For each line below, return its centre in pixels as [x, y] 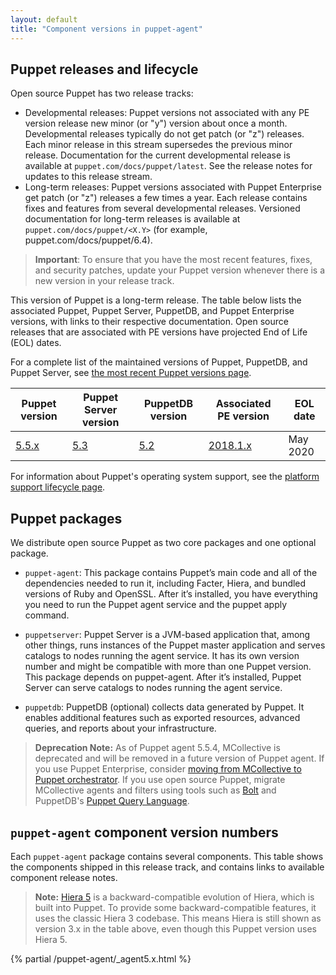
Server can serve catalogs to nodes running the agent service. [153, 688]
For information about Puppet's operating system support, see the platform [165, 477]
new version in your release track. [104, 281]
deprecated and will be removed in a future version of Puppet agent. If [179, 758]
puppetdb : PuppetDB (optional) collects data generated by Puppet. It [164, 707]
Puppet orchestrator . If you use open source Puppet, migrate [160, 780]
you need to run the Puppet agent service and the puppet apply [156, 605]
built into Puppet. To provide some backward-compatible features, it [175, 907]
